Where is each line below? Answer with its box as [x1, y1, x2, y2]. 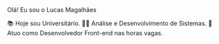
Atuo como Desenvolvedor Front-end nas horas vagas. [7, 29, 164, 37]
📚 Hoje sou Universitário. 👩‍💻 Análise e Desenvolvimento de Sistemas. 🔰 [7, 20, 213, 27]
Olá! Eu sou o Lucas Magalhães [7, 6, 97, 14]
